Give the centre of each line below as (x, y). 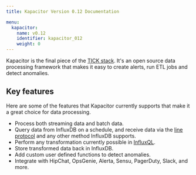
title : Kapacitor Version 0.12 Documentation (62, 11)
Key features (30, 92)
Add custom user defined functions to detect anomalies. (82, 154)
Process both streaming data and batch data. (69, 123)
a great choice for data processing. (48, 112)
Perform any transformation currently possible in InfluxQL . (85, 142)
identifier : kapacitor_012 (50, 39)
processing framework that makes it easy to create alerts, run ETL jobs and (97, 67)
